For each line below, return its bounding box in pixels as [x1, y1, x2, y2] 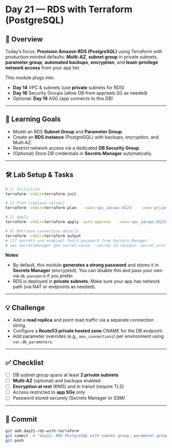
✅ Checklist [5, 358, 44, 367]
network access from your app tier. [5, 65, 81, 71]
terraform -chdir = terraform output [5, 233, 81, 238]
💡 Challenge [5, 303, 45, 312]
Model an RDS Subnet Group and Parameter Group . [12, 128, 123, 135]
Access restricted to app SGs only [12, 389, 85, 395]
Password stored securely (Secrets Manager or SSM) [12, 395, 125, 401]
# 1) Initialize [5, 187, 40, 192]
